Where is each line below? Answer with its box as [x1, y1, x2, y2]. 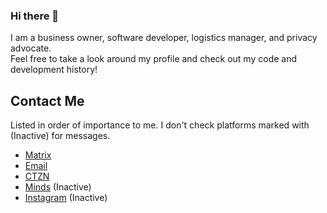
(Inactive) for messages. [10, 130, 111, 142]
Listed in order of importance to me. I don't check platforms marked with [10, 119, 310, 131]
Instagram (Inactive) [24, 192, 108, 204]
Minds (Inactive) [24, 181, 92, 193]
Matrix [24, 149, 52, 161]
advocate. [10, 42, 52, 54]
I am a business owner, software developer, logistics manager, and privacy [10, 32, 318, 44]
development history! [10, 64, 98, 76]
